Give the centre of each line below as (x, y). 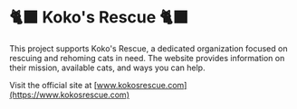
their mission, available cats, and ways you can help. (107, 68)
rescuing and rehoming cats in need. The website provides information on (147, 58)
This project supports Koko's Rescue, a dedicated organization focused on (148, 48)
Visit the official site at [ (53, 85)
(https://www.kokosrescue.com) (69, 95)
